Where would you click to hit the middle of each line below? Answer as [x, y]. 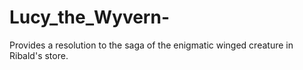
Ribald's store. [39, 55]
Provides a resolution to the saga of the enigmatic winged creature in [151, 45]
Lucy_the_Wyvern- [89, 17]
